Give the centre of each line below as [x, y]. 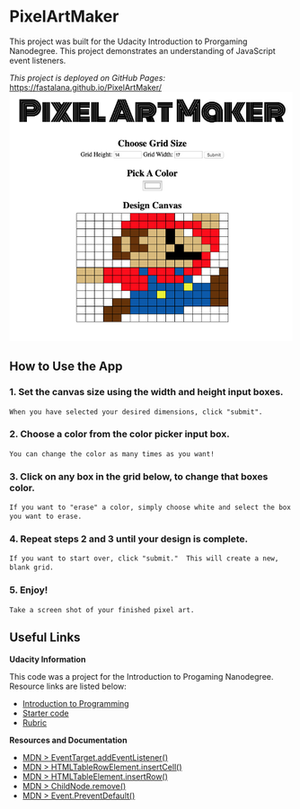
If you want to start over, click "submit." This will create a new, [144, 558]
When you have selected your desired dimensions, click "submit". [136, 412]
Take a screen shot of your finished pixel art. [102, 610]
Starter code [45, 713]
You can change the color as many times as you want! [112, 454]
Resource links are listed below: [68, 686]
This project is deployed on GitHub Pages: [88, 77]
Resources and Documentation [68, 740]
